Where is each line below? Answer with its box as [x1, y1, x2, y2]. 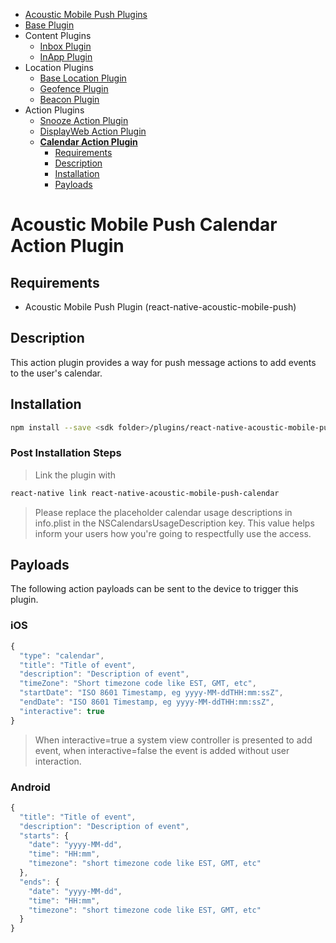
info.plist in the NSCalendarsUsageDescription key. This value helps [34, 517, 315, 529]
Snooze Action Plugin [39, 115, 129, 126]
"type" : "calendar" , [19, 650, 105, 661]
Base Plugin [24, 19, 75, 31]
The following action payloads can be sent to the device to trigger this [10, 583, 299, 595]
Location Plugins [24, 62, 94, 73]
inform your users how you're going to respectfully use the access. [34, 527, 312, 539]
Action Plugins [24, 104, 85, 116]
